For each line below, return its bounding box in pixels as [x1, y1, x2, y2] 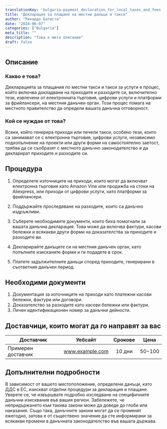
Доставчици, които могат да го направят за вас [5, 322, 162, 330]
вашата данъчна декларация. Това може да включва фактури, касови [12, 223, 162, 229]
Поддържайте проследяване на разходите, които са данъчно [12, 203, 143, 209]
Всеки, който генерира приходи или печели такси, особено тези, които [5, 129, 157, 135]
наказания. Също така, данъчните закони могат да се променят [5, 407, 142, 413]
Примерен [7, 345, 33, 352]
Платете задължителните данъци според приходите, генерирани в [12, 258, 155, 264]
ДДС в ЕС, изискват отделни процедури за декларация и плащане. [5, 386, 148, 392]
